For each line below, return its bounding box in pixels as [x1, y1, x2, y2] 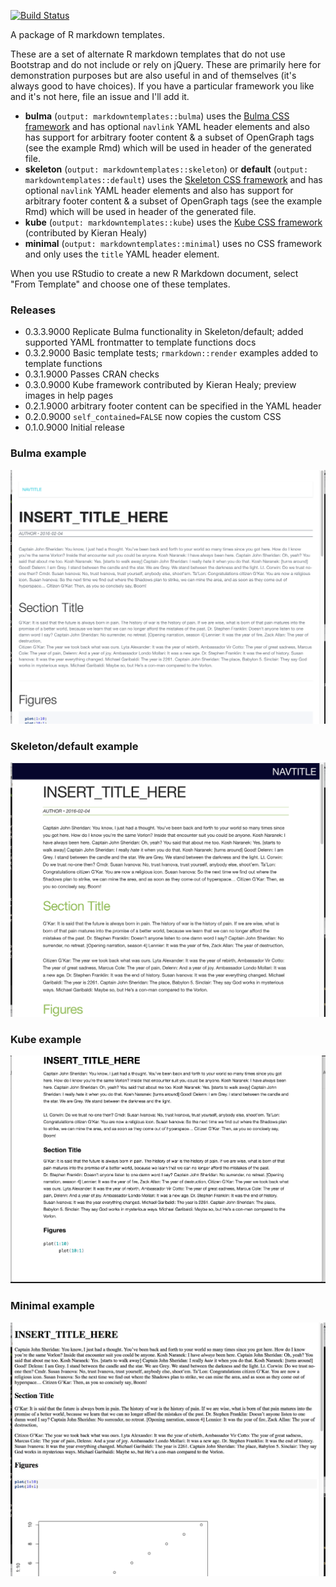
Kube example [10, 1032, 82, 1046]
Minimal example [10, 1299, 95, 1313]
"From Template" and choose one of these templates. [10, 278, 231, 290]
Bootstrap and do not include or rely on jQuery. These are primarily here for [10, 59, 322, 70]
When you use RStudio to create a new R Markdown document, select [10, 268, 299, 279]
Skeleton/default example [10, 739, 139, 753]
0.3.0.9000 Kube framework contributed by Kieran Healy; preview [24, 379, 297, 391]
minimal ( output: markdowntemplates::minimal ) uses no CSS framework [24, 238, 323, 249]
